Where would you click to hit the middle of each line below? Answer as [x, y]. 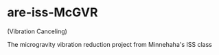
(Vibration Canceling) [37, 31]
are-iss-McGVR [53, 13]
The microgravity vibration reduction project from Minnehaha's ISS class [110, 44]
